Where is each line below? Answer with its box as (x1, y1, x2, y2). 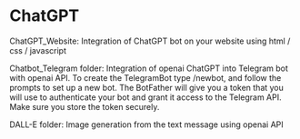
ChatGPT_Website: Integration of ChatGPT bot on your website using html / (9, 35, 291, 46)
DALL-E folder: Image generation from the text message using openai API (9, 119, 284, 130)
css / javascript (9, 45, 66, 55)
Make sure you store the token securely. (9, 101, 160, 112)
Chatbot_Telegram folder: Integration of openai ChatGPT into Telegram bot (9, 63, 289, 74)
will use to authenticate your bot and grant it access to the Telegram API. (9, 92, 282, 103)
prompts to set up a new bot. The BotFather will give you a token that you (9, 82, 285, 93)
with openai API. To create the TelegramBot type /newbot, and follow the (9, 72, 282, 83)
